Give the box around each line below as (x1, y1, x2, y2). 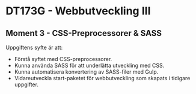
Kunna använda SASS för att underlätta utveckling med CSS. (14, 62, 165, 69)
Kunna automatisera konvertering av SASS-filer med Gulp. (14, 68, 159, 75)
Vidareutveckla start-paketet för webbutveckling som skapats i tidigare (14, 75, 191, 81)
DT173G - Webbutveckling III (5, 4, 151, 18)
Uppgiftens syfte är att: (5, 44, 63, 51)
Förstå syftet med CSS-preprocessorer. (14, 56, 112, 62)
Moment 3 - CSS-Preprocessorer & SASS (5, 28, 162, 38)
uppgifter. (14, 81, 38, 88)
